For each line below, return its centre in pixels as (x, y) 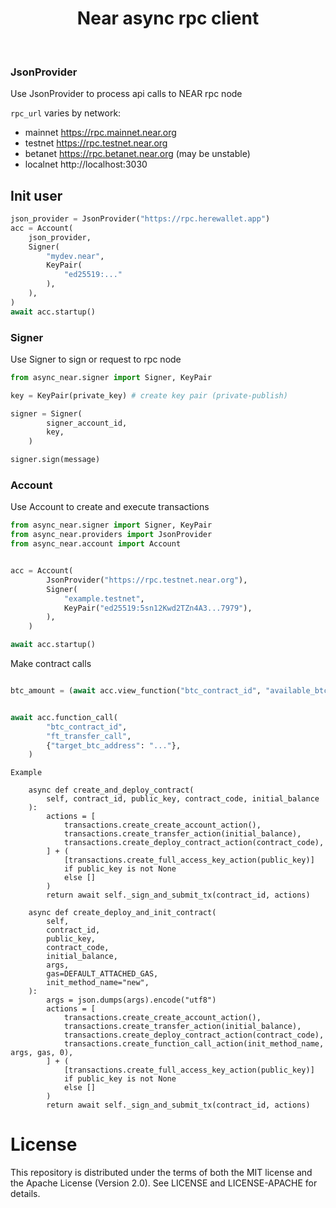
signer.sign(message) (55, 460)
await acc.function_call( (64, 717)
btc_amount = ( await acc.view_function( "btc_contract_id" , (136, 691)
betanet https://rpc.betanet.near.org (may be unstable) (137, 154)
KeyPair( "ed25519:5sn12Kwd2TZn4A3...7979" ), (158, 608)
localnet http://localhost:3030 (86, 164)
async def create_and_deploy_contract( (111, 790)
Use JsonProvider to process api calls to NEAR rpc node (126, 94)
